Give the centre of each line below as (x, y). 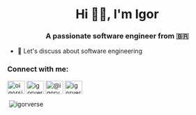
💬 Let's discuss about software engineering (80, 51)
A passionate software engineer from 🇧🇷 (117, 36)
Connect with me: (38, 69)
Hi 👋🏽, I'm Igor (117, 14)
